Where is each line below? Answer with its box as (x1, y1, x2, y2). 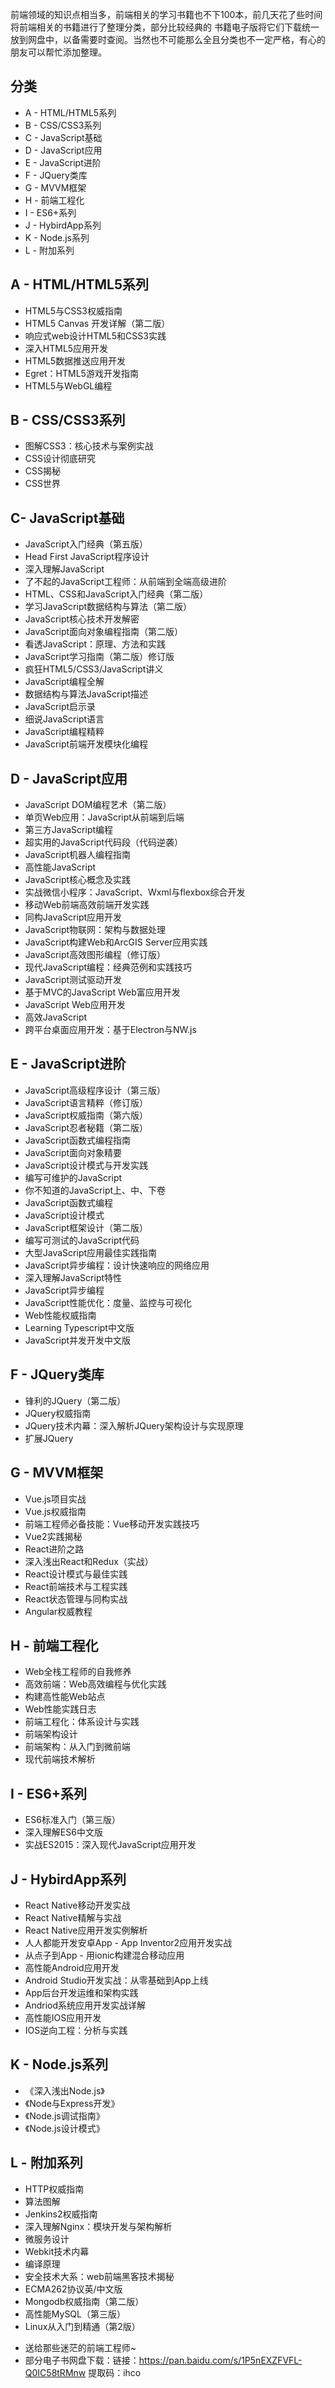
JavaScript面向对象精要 (24, 1146, 123, 1158)
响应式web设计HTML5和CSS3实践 (24, 329, 167, 342)
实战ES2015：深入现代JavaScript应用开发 (24, 1839, 197, 1851)
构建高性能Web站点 (24, 1691, 106, 1703)
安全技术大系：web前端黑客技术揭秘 (24, 2270, 175, 2282)
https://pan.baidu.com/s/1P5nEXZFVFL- (138, 2354, 303, 2366)
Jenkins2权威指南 (24, 2208, 98, 2220)
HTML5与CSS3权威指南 (24, 304, 123, 317)
